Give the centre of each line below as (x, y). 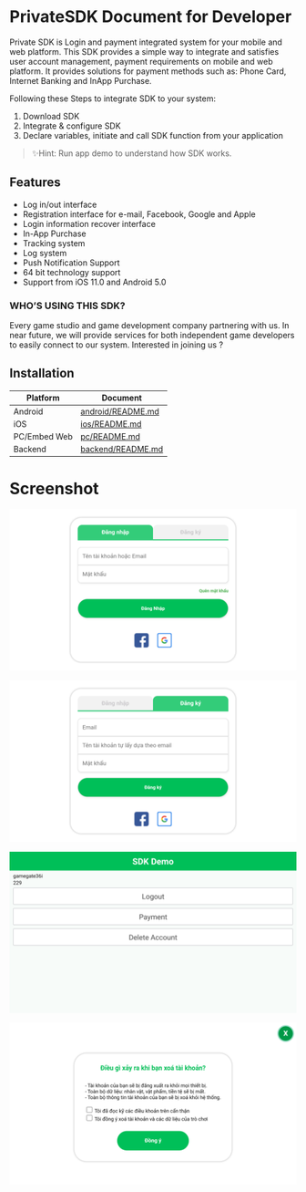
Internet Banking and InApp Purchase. (81, 80)
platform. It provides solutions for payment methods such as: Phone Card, (148, 71)
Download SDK (51, 116)
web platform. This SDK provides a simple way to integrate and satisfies (144, 51)
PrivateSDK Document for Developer (151, 17)
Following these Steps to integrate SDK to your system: (113, 98)
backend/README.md (122, 450)
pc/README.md (111, 437)
